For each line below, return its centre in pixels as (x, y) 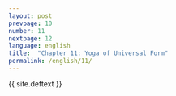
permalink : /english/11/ (50, 61)
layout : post (30, 16)
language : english (39, 46)
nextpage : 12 (30, 38)
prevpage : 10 (30, 23)
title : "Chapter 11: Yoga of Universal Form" (88, 53)
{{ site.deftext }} (35, 83)
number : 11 (27, 31)
